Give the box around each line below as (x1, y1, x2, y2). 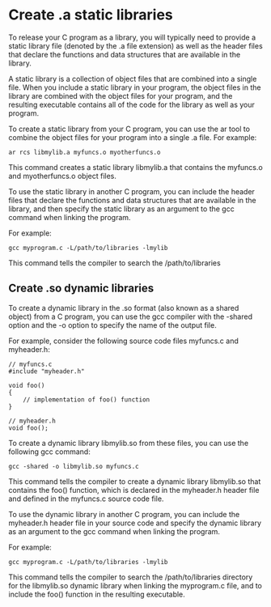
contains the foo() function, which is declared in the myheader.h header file (8, 485, 260, 495)
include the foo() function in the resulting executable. (8, 589, 186, 599)
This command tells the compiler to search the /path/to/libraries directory (8, 572, 253, 582)
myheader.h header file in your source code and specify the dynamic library (8, 518, 261, 528)
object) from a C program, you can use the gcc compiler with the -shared (8, 312, 253, 321)
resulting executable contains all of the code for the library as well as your (8, 100, 255, 109)
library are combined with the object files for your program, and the (8, 91, 233, 100)
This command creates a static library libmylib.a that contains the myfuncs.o (8, 162, 263, 172)
